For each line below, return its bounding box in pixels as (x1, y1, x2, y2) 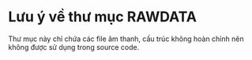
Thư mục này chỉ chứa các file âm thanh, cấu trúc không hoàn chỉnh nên (8, 34, 244, 43)
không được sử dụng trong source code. (8, 42, 140, 51)
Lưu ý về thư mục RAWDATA (8, 8, 197, 26)
